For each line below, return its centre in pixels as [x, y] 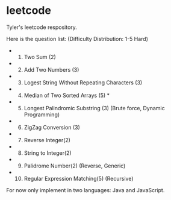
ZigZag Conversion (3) [52, 127]
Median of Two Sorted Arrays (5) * [67, 95]
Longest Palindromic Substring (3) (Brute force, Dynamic [94, 108]
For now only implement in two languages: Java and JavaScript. [85, 190]
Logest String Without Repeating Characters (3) [83, 83]
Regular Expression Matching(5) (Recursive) [79, 178]
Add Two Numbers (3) [51, 69]
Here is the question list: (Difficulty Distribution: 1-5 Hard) [77, 39]
